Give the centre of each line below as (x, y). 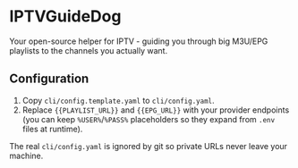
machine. (26, 155)
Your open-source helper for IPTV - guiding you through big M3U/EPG (139, 41)
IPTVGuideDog (65, 17)
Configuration (49, 79)
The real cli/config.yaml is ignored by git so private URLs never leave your (149, 146)
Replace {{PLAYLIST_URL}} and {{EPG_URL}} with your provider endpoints (156, 110)
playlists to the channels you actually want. (89, 50)
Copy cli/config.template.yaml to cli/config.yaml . (118, 100)
